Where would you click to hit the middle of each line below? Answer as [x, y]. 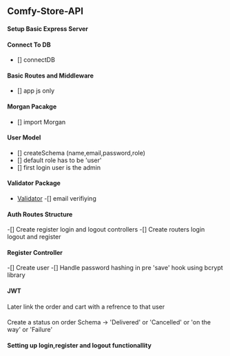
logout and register [34, 237]
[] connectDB [36, 60]
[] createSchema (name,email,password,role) [81, 153]
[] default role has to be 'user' [59, 160]
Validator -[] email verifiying [56, 198]
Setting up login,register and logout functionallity [79, 345]
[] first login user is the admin [59, 167]
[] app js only [36, 91]
